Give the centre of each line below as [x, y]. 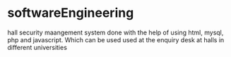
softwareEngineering [71, 13]
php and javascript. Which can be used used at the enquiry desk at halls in [116, 39]
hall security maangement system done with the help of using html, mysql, [115, 32]
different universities [37, 47]
